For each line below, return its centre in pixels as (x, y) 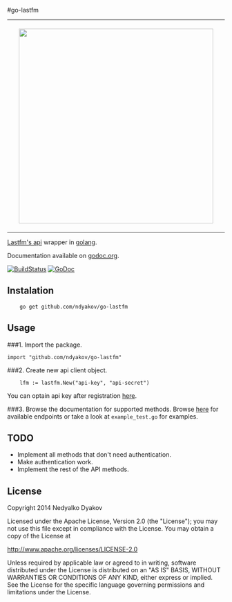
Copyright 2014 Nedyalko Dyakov (55, 508)
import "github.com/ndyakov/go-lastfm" (65, 357)
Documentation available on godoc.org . (63, 256)
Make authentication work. (55, 462)
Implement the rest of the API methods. (73, 469)
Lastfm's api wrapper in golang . (52, 242)
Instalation (30, 291)
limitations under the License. (49, 592)
